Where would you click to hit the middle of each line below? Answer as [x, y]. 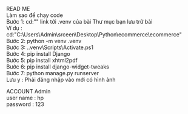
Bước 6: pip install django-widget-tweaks [58, 67]
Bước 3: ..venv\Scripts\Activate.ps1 [50, 47]
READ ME [18, 9]
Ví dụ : [14, 28]
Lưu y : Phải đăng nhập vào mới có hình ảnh [61, 79]
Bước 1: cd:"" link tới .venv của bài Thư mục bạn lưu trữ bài [79, 22]
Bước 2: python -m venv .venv [44, 41]
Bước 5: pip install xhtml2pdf [42, 60]
